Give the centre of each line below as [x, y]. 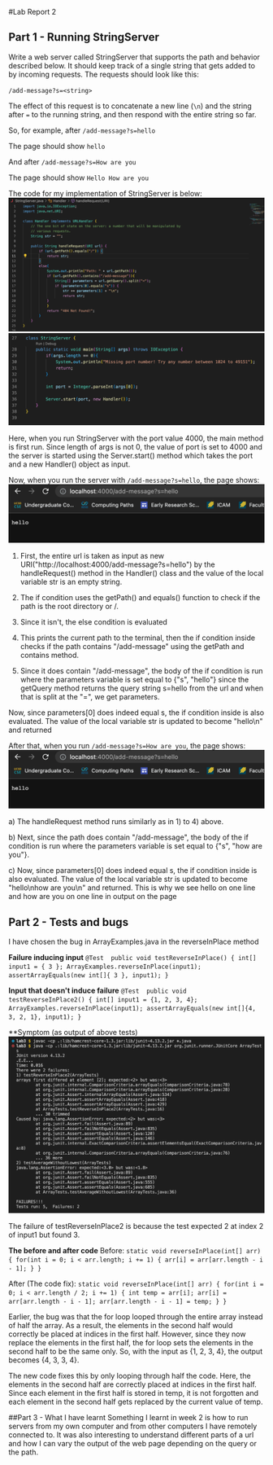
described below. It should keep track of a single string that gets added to [132, 65]
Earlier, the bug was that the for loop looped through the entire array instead [136, 1317]
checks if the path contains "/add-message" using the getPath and [132, 646]
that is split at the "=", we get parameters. [90, 696]
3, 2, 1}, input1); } [45, 1017]
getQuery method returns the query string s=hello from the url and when [142, 688]
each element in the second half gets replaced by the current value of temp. [136, 1402]
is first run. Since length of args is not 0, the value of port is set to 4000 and [135, 446]
